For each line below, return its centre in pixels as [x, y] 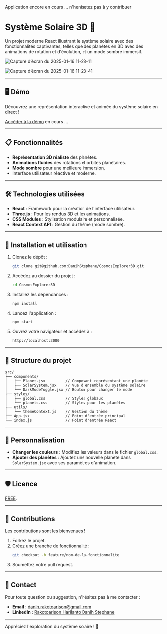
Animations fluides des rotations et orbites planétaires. [69, 162]
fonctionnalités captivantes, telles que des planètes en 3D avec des [74, 46]
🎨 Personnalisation [35, 440]
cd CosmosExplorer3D [34, 285]
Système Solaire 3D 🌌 [50, 27]
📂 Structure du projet [38, 361]
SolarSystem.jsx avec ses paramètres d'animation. [64, 463]
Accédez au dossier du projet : [44, 276]
